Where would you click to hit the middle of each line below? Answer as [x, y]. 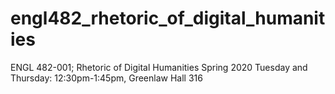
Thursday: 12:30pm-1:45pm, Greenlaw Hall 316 [106, 78]
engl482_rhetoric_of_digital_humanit [168, 18]
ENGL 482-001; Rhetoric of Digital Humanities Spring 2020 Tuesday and [159, 67]
